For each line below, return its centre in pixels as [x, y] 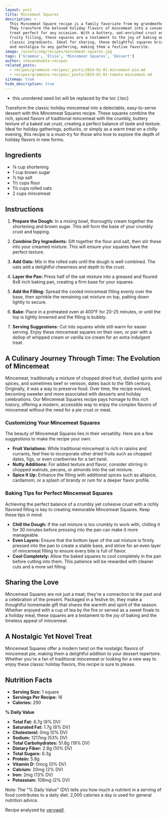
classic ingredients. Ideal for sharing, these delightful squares [81, 42]
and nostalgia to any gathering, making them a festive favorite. [80, 47]
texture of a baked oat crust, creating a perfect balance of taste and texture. [83, 124]
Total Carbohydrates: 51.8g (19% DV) [51, 743]
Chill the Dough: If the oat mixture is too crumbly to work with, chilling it [86, 524]
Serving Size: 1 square [36, 692]
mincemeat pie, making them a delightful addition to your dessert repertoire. [83, 654]
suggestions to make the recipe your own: [48, 439]
